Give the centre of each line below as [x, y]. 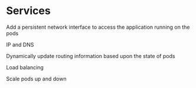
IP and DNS [20, 45]
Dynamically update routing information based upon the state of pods [91, 56]
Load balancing [25, 67]
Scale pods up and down [36, 79]
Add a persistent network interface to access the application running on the [98, 27]
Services [29, 11]
